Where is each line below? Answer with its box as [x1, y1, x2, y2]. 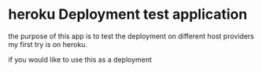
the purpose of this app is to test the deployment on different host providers [8, 31, 254, 41]
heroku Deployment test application [8, 5, 248, 23]
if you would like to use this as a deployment [8, 55, 152, 64]
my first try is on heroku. [8, 39, 88, 49]
